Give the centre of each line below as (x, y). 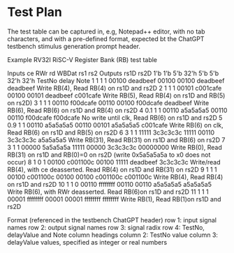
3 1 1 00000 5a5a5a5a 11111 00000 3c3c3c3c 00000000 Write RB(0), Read (115, 147)
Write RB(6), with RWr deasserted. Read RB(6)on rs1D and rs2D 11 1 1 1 (108, 192)
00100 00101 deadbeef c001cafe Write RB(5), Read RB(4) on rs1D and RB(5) (116, 95)
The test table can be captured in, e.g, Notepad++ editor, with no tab (106, 31)
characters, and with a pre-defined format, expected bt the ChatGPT (106, 38)
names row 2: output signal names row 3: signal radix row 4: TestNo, (106, 227)
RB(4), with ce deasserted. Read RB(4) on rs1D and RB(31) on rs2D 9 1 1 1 (112, 169)
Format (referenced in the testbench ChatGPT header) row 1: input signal (112, 220)
